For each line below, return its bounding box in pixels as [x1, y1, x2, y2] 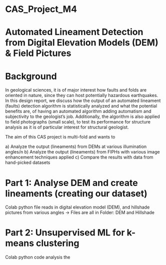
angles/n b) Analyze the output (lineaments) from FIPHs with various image [5, 149, 160, 155]
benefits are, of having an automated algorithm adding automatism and [5, 108, 151, 114]
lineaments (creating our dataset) [5, 187, 147, 199]
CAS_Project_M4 [5, 3, 77, 15]
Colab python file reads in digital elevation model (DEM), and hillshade [5, 204, 150, 210]
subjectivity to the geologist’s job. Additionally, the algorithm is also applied [5, 113, 160, 119]
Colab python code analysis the [5, 254, 70, 260]
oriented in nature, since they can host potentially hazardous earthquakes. [5, 92, 158, 98]
